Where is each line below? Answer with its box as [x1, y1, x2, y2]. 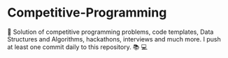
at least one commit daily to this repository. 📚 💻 [7, 43, 148, 51]
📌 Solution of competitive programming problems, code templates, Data [7, 28, 214, 36]
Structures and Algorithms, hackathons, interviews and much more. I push [7, 35, 222, 43]
